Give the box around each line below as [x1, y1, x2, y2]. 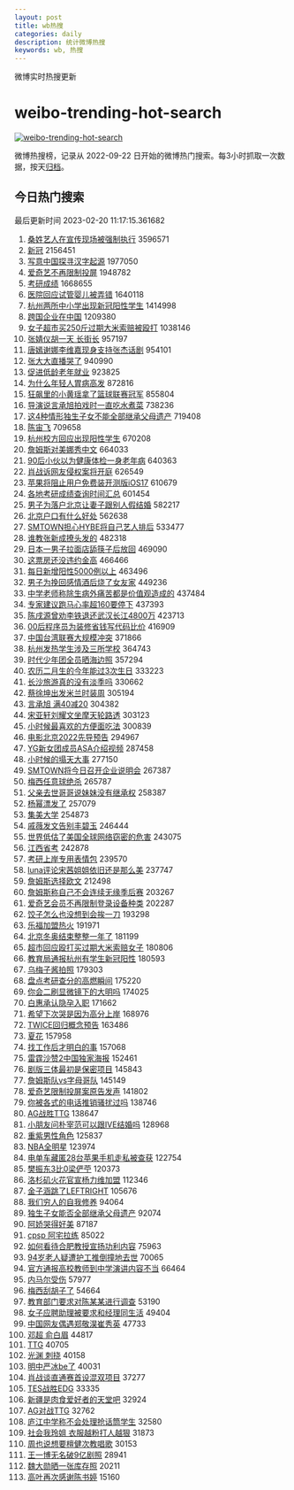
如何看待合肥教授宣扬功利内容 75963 [26, 1240, 162, 1251]
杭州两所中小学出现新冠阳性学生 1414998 [26, 300, 177, 311]
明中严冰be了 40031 [26, 1361, 101, 1371]
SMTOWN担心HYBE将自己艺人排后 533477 [26, 521, 185, 532]
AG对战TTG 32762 [26, 1405, 95, 1416]
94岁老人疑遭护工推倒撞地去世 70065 [26, 1252, 164, 1262]
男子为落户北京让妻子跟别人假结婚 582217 [26, 499, 180, 510]
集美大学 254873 [26, 809, 89, 820]
